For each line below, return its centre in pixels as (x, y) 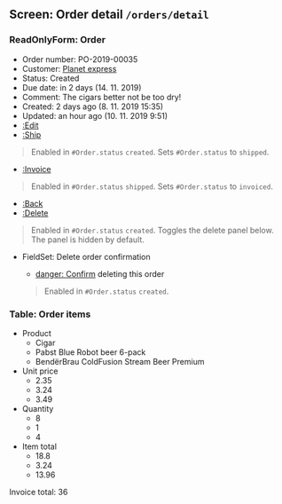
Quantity (38, 408)
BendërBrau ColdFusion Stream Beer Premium (120, 361)
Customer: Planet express (69, 68)
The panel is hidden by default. (87, 240)
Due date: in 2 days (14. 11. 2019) (82, 87)
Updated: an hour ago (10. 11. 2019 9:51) (95, 115)
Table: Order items (50, 314)
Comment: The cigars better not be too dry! (102, 97)
